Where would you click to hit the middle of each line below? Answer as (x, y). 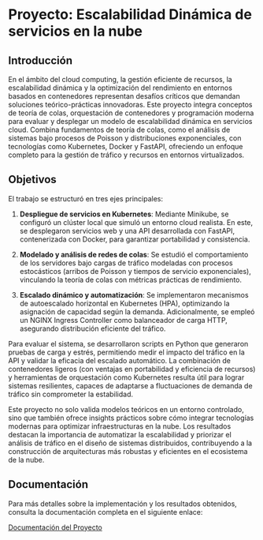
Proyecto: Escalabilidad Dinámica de (130, 15)
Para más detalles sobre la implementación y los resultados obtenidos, (123, 504)
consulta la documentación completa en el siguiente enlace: (106, 512)
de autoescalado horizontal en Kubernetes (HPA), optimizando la (124, 303)
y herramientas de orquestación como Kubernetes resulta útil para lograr (126, 377)
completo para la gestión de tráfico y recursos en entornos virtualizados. (126, 155)
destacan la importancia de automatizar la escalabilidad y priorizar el (120, 434)
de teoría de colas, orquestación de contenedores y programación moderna (131, 113)
